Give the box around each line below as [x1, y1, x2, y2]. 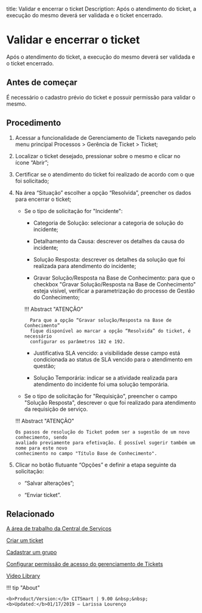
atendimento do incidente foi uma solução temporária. [33, 380, 169, 388]
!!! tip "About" [6, 584, 40, 592]
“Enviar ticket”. [24, 491, 61, 498]
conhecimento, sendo [15, 434, 68, 440]
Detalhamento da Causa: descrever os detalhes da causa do [33, 238, 185, 245]
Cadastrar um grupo [6, 549, 57, 556]
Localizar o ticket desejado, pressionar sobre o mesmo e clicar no [15, 152, 181, 159]
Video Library [6, 572, 41, 579]
